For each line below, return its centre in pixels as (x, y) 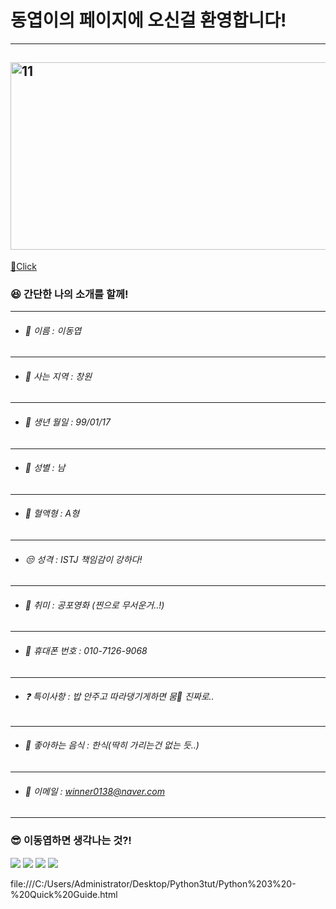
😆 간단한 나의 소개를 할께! (69, 294)
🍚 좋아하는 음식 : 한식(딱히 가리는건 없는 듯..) (112, 745)
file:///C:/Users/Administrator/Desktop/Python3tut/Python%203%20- (153, 883)
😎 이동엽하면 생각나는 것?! (71, 841)
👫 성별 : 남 (45, 468)
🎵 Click (23, 266)
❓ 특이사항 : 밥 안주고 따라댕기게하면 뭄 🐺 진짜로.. (119, 697)
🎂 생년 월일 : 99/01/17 (67, 422)
